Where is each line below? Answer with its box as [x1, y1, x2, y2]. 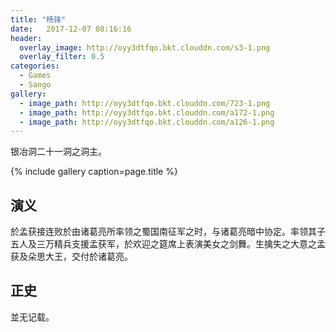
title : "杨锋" [10, 14, 67, 25]
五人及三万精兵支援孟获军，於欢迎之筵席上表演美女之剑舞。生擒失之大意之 [10, 238, 317, 250]
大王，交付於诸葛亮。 [44, 251, 133, 263]
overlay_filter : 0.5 [19, 52, 105, 62]
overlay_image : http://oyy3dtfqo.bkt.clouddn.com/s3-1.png [19, 42, 271, 53]
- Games [19, 71, 52, 81]
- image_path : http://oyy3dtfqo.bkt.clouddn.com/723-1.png [19, 98, 271, 108]
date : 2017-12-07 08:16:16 [10, 24, 132, 34]
